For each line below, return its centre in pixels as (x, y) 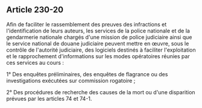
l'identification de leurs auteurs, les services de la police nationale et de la (98, 31)
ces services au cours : (35, 62)
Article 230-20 (35, 10)
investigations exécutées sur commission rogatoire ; (71, 80)
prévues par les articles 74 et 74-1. (49, 98)
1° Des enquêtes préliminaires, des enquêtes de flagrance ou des (87, 74)
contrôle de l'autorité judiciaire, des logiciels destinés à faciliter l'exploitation (101, 50)
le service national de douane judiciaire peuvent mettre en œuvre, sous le (98, 43)
